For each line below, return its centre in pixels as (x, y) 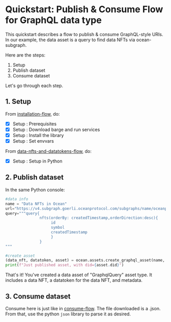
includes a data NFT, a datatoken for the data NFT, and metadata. (74, 280)
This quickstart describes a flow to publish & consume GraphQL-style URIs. (84, 34)
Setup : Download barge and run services (56, 129)
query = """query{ (22, 213)
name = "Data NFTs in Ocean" (36, 204)
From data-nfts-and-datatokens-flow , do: (48, 151)
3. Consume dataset (38, 296)
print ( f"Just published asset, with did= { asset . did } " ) (65, 265)
